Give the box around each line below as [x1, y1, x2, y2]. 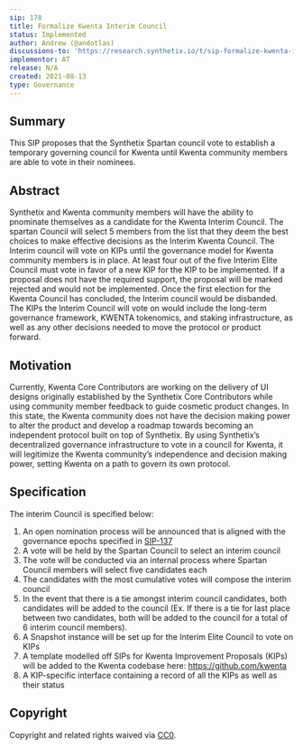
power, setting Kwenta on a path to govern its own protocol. [9, 458, 232, 469]
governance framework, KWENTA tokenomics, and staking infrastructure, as [9, 312, 293, 323]
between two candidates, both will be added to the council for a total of [22, 612, 289, 623]
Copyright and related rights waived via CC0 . [9, 729, 177, 740]
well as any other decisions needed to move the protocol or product [9, 322, 262, 333]
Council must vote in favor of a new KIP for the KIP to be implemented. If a [9, 264, 286, 275]
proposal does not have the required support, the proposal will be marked [9, 274, 283, 285]
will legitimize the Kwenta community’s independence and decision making [9, 448, 288, 460]
